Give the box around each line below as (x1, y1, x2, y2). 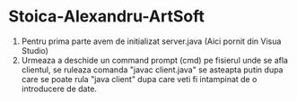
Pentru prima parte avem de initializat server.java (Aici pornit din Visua (21, 36, 282, 46)
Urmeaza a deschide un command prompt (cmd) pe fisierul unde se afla (21, 55, 289, 65)
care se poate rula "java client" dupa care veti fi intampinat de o (21, 73, 258, 84)
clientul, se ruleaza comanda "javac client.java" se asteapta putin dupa (21, 64, 284, 75)
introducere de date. (21, 83, 98, 94)
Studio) (21, 45, 48, 55)
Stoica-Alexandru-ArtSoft (8, 6, 205, 27)
